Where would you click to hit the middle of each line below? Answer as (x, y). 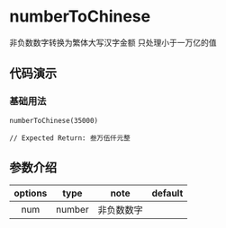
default (167, 193)
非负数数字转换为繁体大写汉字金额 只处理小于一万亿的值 (113, 42)
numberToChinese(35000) (54, 120)
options (31, 193)
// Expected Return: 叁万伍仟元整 (70, 138)
